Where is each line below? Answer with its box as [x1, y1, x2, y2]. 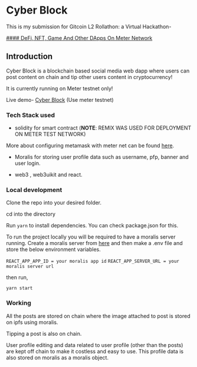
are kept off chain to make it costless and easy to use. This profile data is [6, 348, 184, 355]
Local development [6, 186, 63, 194]
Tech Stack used [6, 111, 55, 119]
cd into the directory [6, 210, 56, 218]
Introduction [6, 51, 53, 62]
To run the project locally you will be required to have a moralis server [6, 233, 176, 240]
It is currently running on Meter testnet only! [6, 85, 113, 92]
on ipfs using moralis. [6, 319, 58, 326]
